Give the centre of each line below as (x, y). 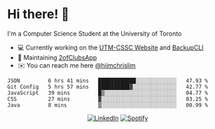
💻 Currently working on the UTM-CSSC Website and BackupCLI (111, 47)
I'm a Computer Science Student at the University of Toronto (95, 33)
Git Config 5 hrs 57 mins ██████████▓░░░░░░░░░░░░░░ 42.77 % (108, 86)
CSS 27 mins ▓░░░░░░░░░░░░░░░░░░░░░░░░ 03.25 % (108, 99)
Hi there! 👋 (39, 14)
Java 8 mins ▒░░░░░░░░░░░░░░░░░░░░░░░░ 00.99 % (108, 105)
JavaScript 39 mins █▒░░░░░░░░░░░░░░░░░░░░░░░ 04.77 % (108, 93)
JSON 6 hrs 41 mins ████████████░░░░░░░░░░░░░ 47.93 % (108, 81)
